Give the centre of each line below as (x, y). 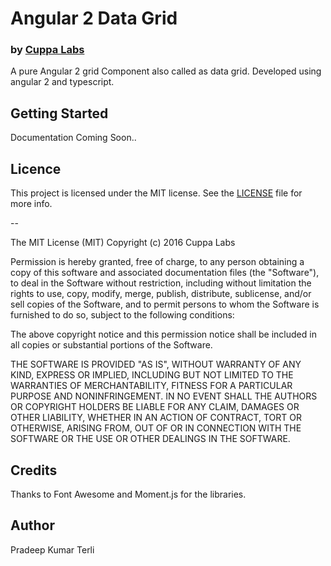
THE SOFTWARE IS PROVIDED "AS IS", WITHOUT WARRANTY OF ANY (156, 364)
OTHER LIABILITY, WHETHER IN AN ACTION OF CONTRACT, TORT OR (156, 418)
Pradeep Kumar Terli (52, 549)
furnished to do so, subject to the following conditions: (122, 315)
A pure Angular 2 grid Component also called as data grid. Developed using (166, 71)
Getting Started (59, 113)
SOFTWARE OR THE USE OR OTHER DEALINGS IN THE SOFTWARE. (150, 439)
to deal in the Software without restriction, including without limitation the (161, 283)
